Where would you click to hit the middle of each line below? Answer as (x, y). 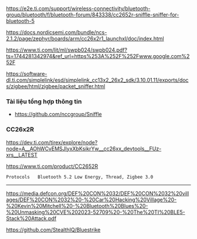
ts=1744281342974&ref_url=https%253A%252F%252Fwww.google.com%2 (98, 56)
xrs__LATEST (22, 154)
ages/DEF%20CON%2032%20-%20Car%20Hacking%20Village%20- (91, 200)
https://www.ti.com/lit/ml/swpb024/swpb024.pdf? (67, 50)
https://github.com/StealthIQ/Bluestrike (53, 230)
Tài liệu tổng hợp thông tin (44, 101)
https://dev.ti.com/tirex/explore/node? (52, 142)
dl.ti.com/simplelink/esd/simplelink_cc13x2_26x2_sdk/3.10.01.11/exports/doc (97, 80)
